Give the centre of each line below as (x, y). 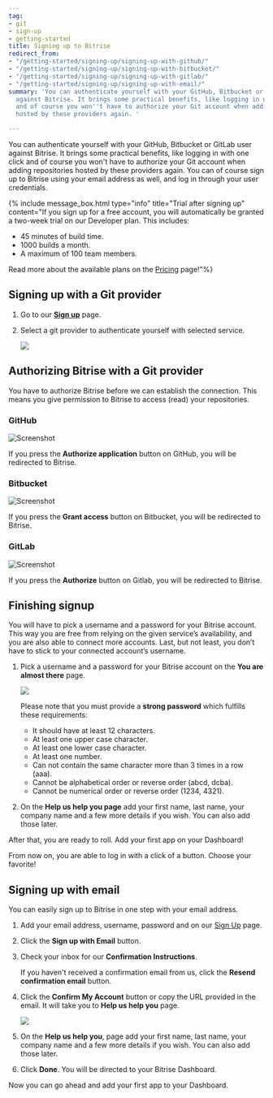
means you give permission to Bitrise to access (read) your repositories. (129, 399)
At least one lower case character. (89, 748)
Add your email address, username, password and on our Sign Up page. (141, 925)
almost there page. (52, 675)
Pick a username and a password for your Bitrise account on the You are (142, 666)
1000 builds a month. (55, 245)
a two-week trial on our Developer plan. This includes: (99, 221)
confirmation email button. (66, 981)
